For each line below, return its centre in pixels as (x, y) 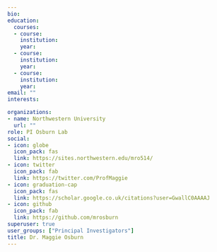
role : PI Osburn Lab (38, 132)
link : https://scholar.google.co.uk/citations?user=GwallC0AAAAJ (112, 198)
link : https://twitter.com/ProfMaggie (71, 178)
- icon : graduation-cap (42, 185)
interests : (23, 100)
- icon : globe (28, 145)
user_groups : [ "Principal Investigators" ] (71, 231)
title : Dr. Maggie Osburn (45, 237)
